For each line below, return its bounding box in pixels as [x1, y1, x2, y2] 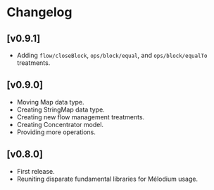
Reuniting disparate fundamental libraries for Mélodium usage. [16, 174, 199, 183]
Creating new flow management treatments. [16, 112, 145, 121]
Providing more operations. [16, 128, 96, 136]
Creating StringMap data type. [16, 105, 105, 114]
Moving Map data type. [16, 97, 85, 106]
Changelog [6, 4, 73, 20]
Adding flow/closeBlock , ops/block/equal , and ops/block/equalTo [16, 51, 208, 59]
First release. [16, 167, 55, 175]
